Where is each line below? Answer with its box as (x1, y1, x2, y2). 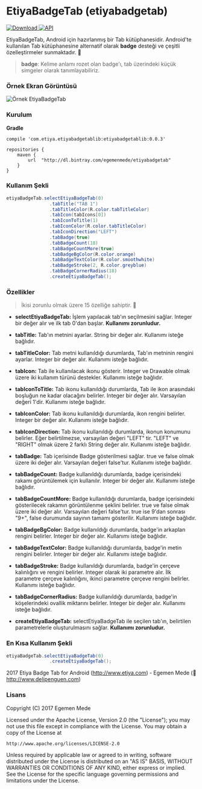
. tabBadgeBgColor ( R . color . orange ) (49, 251, 136, 257)
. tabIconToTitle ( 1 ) (49, 218, 98, 224)
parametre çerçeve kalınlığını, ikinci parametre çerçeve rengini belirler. (14, 575, 190, 582)
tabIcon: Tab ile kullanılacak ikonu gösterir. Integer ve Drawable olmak (14, 368, 190, 375)
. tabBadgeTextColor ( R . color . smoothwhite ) (49, 257, 155, 263)
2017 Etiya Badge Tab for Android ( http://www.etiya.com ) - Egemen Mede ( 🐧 (6, 669, 197, 676)
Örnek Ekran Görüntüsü (6, 81, 77, 90)
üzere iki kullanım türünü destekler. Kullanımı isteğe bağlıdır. (14, 374, 164, 381)
